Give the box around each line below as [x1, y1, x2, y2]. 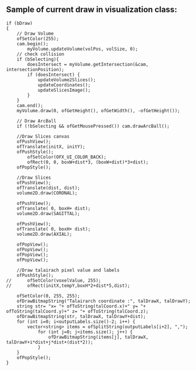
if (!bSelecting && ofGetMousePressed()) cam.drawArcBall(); [16, 123, 170, 129]
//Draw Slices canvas [16, 133, 69, 139]
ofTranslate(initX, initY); [16, 143, 85, 149]
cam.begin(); [16, 41, 49, 46]
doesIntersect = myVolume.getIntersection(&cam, [27, 61, 149, 67]
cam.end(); [16, 102, 44, 108]
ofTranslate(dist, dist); [16, 185, 81, 190]
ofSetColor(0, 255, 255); [16, 293, 81, 299]
